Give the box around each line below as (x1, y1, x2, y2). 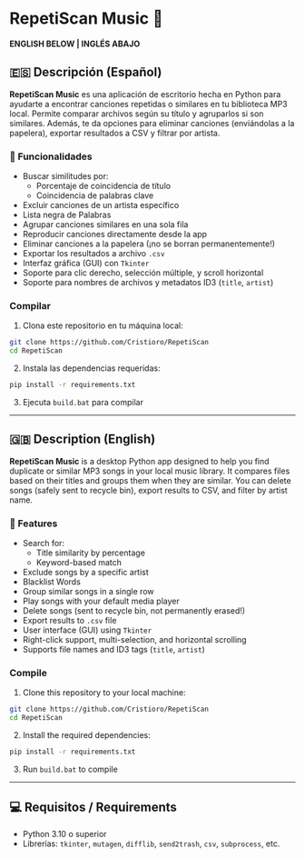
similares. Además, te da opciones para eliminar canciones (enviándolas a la (9, 117, 295, 128)
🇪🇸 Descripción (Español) (9, 65, 162, 80)
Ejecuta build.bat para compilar (22, 396, 143, 407)
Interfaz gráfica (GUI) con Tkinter (22, 258, 150, 269)
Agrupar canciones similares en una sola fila (22, 219, 189, 230)
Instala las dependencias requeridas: (22, 363, 161, 374)
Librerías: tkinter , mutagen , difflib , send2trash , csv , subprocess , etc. (22, 838, 280, 849)
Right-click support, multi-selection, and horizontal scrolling (22, 634, 247, 645)
